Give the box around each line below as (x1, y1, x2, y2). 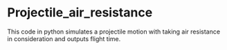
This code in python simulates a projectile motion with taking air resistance (7, 27, 220, 36)
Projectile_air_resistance (7, 5, 153, 21)
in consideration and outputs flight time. (7, 34, 121, 42)
